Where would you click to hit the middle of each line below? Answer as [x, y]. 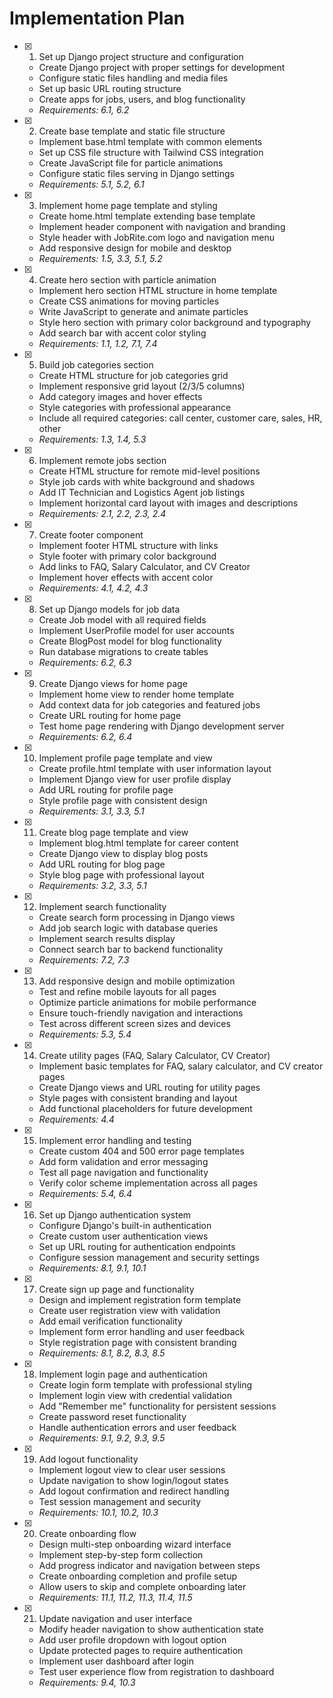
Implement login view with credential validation [135, 1395]
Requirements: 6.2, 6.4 [85, 736]
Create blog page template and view [113, 832]
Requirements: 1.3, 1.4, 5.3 [92, 439]
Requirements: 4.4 [76, 1119]
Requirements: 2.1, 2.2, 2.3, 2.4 [102, 513]
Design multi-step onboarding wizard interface [135, 1544]
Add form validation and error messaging [123, 1161]
